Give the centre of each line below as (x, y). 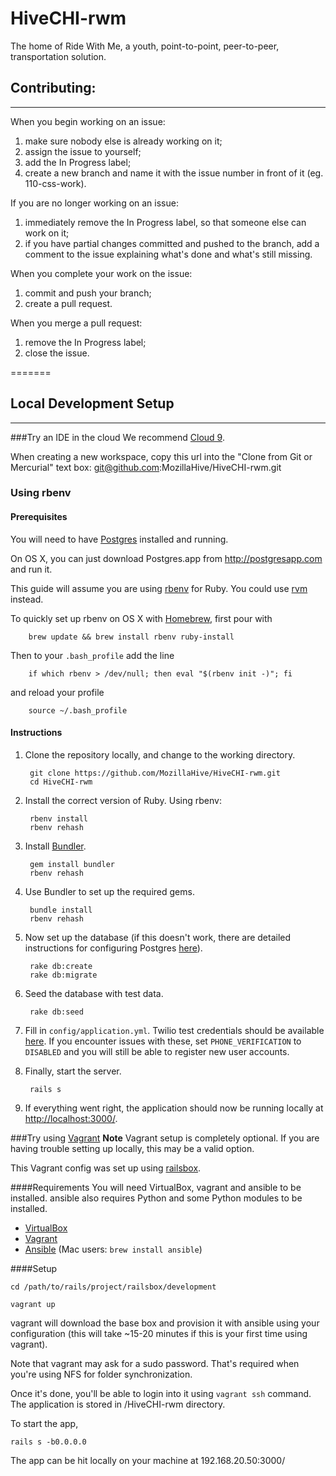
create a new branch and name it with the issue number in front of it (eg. (174, 173)
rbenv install (59, 818)
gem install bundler (72, 864)
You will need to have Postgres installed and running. (119, 539)
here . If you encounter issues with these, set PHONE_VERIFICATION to (163, 1041)
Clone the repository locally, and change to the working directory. (160, 754)
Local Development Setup (92, 403)
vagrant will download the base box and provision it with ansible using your (165, 1323)
